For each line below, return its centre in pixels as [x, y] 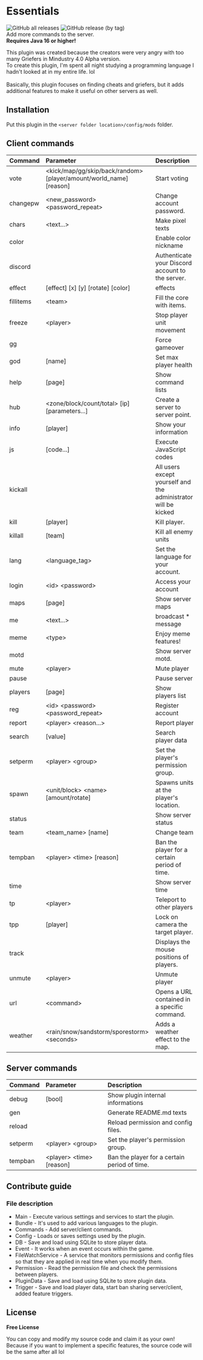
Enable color [173, 238]
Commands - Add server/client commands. [69, 1229]
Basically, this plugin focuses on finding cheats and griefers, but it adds [95, 84]
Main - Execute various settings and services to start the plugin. [95, 1217]
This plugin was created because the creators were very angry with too [95, 52]
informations [126, 1103]
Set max [167, 357]
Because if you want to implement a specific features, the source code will [99, 1345]
